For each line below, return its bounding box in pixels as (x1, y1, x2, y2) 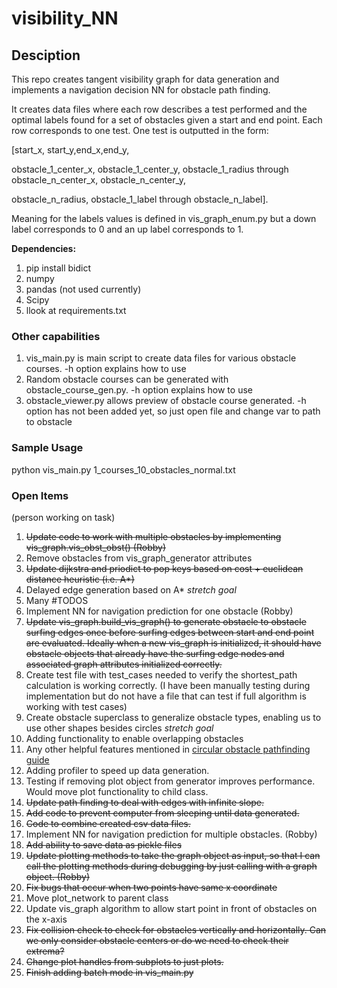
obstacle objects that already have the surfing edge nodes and (25, 647, 285, 659)
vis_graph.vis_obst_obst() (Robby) (25, 541, 167, 553)
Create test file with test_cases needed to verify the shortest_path (25, 668, 298, 681)
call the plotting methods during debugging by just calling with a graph (25, 860, 318, 872)
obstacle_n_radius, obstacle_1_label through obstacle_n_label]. (11, 193, 269, 205)
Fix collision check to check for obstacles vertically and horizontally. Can (25, 923, 327, 936)
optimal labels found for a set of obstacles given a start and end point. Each (11, 114, 323, 126)
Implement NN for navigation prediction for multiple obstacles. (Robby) (25, 828, 318, 840)
